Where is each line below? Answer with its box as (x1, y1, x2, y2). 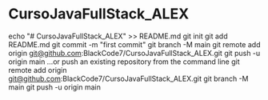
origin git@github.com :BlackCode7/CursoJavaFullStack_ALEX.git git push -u (8, 48, 261, 58)
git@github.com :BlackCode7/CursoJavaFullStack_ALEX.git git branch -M (8, 74, 250, 83)
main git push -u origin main (8, 82, 102, 92)
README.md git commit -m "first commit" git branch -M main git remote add (8, 39, 261, 49)
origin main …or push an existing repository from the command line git (8, 57, 240, 66)
